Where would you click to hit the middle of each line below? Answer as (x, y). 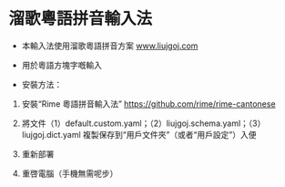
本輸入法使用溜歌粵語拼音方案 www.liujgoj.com (110, 46)
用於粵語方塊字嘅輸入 (61, 65)
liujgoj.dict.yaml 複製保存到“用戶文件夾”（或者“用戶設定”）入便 (139, 134)
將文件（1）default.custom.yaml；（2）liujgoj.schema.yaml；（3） (143, 123)
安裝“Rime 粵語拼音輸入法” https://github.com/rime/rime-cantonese (148, 104)
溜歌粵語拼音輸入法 (81, 19)
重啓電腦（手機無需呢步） (70, 173)
